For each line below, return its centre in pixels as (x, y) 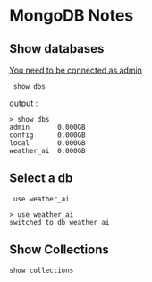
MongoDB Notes (72, 16)
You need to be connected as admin (76, 70)
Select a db (41, 179)
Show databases (57, 49)
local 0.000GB (48, 143)
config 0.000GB (48, 135)
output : (24, 103)
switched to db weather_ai (59, 222)
